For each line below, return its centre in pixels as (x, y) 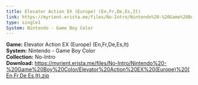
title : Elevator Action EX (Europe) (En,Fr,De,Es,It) (74, 11)
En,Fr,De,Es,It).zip (28, 76)
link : (13, 17)
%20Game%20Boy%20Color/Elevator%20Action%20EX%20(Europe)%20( (98, 69)
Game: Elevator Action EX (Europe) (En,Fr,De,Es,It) (67, 45)
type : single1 (24, 22)
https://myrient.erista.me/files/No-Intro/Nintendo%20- (100, 63)
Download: (20, 63)
